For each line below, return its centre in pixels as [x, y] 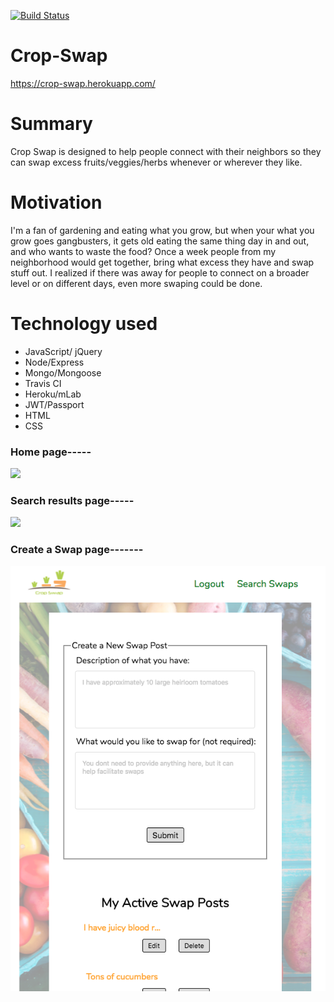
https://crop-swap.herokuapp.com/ [83, 83]
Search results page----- [72, 500]
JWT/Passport [54, 404]
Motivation [56, 202]
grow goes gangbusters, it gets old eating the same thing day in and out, [160, 241]
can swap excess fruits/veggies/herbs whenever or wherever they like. [156, 162]
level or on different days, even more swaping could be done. [136, 283]
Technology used [84, 324]
